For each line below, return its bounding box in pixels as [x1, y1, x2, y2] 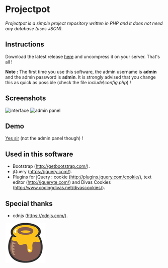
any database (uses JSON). [5, 25, 63, 31]
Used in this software [5, 150, 73, 158]
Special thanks [5, 199, 53, 208]
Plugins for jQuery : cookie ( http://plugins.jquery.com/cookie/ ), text [12, 174, 152, 180]
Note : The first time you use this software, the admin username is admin [5, 69, 157, 75]
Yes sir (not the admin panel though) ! [5, 135, 83, 142]
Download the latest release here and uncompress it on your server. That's [5, 53, 160, 59]
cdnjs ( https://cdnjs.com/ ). [12, 213, 68, 219]
